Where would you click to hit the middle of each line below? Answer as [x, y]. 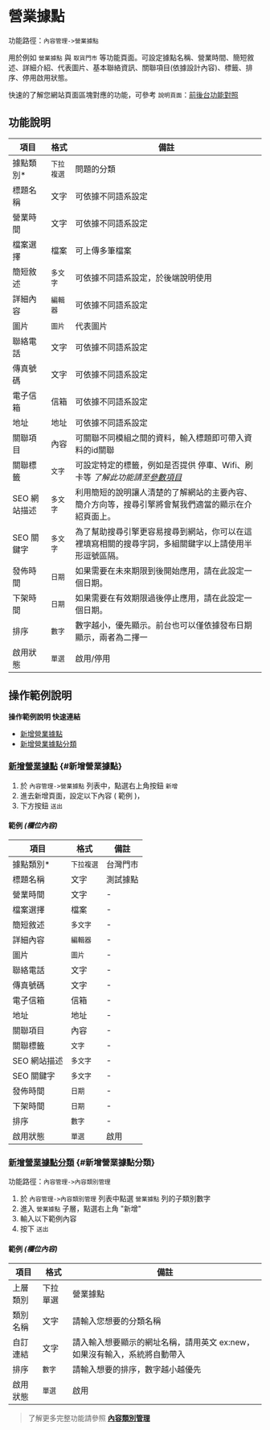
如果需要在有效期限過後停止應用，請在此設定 [160, 598]
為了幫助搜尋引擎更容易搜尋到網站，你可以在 [160, 531]
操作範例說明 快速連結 [45, 716]
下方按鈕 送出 [41, 806]
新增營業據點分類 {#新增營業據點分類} [82, 1163]
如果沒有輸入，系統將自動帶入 [129, 1354]
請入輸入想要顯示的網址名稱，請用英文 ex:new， [163, 1342]
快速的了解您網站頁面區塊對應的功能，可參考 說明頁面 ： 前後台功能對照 [123, 94]
